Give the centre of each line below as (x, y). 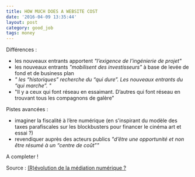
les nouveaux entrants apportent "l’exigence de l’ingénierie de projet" (98, 61)
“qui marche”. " (33, 86)
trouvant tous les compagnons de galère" (65, 98)
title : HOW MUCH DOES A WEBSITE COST (52, 11)
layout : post (22, 22)
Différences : (22, 49)
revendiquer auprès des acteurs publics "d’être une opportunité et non (99, 139)
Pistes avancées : (27, 109)
